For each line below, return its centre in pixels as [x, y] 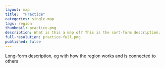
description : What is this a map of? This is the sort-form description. [83, 33]
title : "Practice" [25, 14]
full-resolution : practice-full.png [43, 37]
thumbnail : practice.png [31, 28]
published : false [23, 42]
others [12, 61]
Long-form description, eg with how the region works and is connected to [81, 56]
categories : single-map [30, 19]
